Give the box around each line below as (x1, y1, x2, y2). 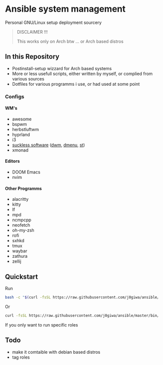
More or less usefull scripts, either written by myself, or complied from (12, 71, 153, 77)
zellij (12, 258, 22, 264)
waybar (12, 248, 28, 254)
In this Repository (5, 53, 60, 61)
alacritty (12, 196, 29, 202)
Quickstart (5, 272, 38, 281)
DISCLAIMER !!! (16, 29, 48, 35)
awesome (12, 116, 32, 122)
